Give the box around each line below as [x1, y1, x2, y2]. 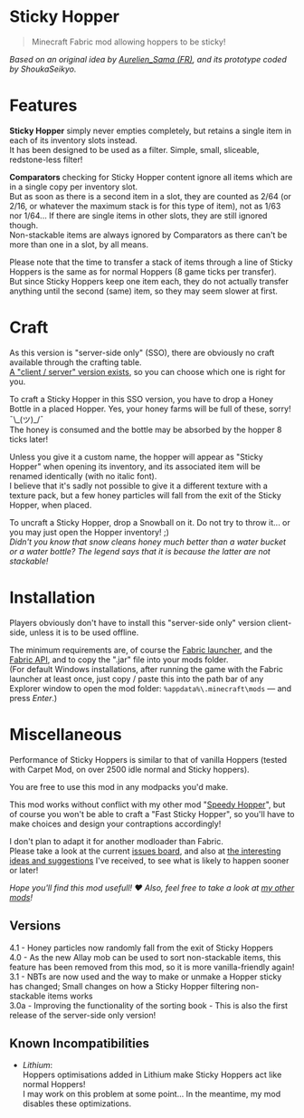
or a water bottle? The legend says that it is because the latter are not [9, 545, 271, 556]
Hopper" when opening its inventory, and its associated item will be [9, 460, 261, 472]
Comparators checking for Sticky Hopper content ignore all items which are [9, 171, 293, 182]
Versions [9, 918, 62, 934]
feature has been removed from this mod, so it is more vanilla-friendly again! [9, 961, 295, 972]
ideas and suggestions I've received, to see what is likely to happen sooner [9, 854, 290, 866]
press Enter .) [9, 692, 58, 703]
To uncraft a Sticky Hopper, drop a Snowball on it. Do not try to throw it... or [9, 516, 291, 527]
